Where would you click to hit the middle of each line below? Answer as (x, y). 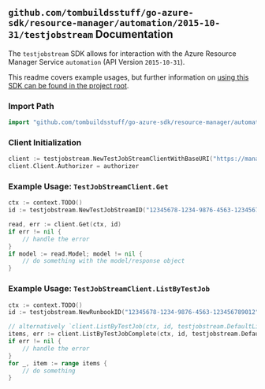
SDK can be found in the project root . (69, 85)
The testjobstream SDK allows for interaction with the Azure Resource (122, 53)
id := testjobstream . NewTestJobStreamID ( (77, 210)
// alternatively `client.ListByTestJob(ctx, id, (91, 327)
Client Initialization (45, 142)
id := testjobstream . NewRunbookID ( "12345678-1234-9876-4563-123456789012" (134, 312)
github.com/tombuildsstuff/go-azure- (101, 13)
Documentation (134, 34)
